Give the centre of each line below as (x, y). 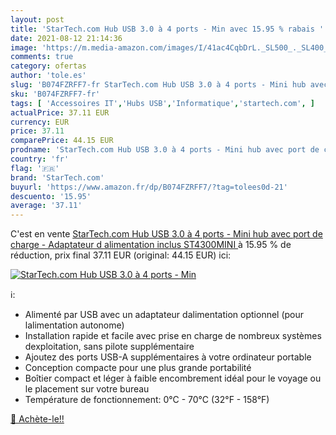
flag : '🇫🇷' (35, 168)
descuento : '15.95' (51, 196)
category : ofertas (48, 66)
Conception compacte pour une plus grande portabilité (138, 368)
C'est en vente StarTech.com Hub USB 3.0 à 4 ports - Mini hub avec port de (166, 234)
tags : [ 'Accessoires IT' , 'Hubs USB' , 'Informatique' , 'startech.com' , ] (162, 103)
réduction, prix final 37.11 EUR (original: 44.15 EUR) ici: (121, 255)
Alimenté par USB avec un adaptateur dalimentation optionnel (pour (164, 315)
